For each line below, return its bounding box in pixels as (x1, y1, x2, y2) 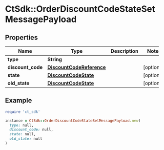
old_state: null (9, 136, 42, 141)
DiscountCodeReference (47, 64, 106, 70)
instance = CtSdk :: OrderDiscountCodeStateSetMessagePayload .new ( (5, 118, 141, 123)
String (47, 56, 62, 63)
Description (110, 48, 139, 54)
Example (5, 96, 32, 105)
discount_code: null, (9, 127, 54, 132)
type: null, (9, 123, 34, 128)
